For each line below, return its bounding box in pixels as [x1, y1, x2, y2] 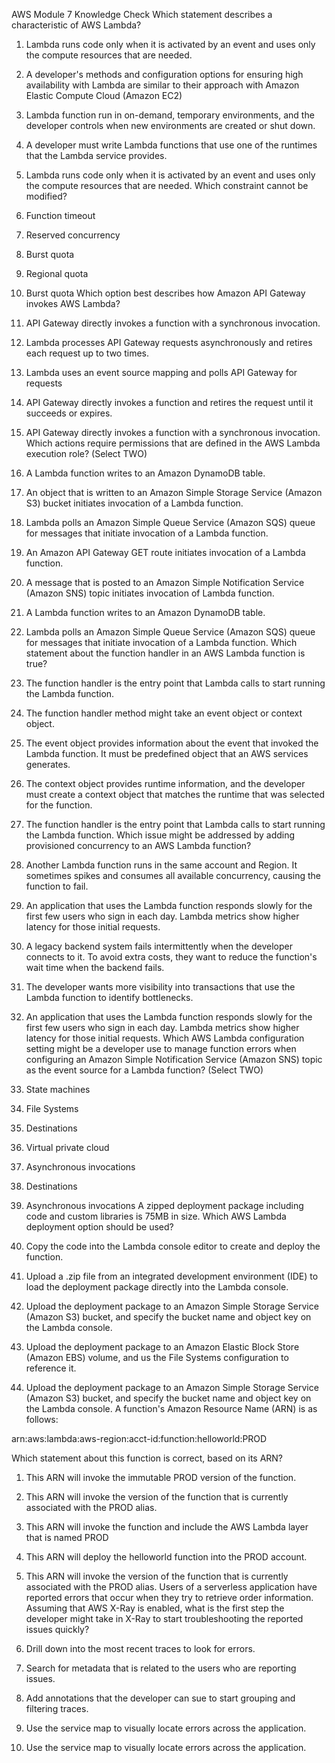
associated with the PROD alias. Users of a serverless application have [25, 1581, 318, 1593]
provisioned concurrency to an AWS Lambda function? [25, 840, 252, 851]
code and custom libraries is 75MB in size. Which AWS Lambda [25, 1210, 287, 1222]
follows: [25, 1414, 59, 1425]
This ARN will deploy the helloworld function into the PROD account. [25, 1551, 308, 1563]
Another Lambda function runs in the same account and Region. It [25, 859, 298, 871]
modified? [25, 190, 68, 202]
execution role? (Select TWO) [25, 448, 148, 459]
